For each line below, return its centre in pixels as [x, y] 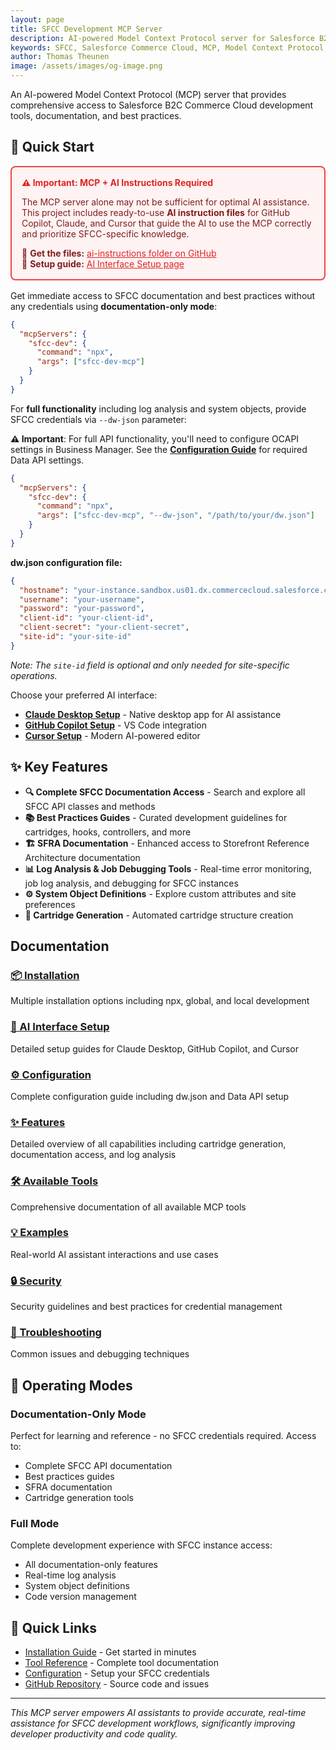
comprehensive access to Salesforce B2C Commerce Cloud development [162, 105]
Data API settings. [47, 460]
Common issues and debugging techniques [100, 1354]
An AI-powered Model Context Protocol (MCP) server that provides [148, 94]
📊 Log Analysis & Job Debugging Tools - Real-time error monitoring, [168, 868]
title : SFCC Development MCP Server [86, 29]
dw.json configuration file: [66, 562]
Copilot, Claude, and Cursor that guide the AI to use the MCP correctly [166, 223]
